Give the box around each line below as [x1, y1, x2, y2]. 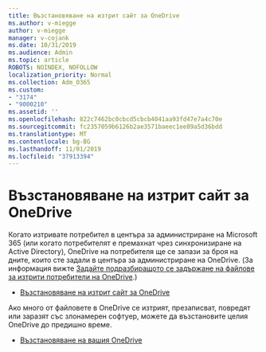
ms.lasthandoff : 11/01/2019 [8, 145, 102, 153]
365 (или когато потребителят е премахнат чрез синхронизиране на [8, 238, 242, 248]
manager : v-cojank [8, 33, 69, 42]
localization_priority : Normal [8, 71, 112, 79]
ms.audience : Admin [8, 49, 73, 57]
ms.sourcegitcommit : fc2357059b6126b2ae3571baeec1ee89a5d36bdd [8, 123, 223, 131]
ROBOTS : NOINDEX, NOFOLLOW [8, 64, 98, 72]
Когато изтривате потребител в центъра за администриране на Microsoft [8, 230, 258, 240]
